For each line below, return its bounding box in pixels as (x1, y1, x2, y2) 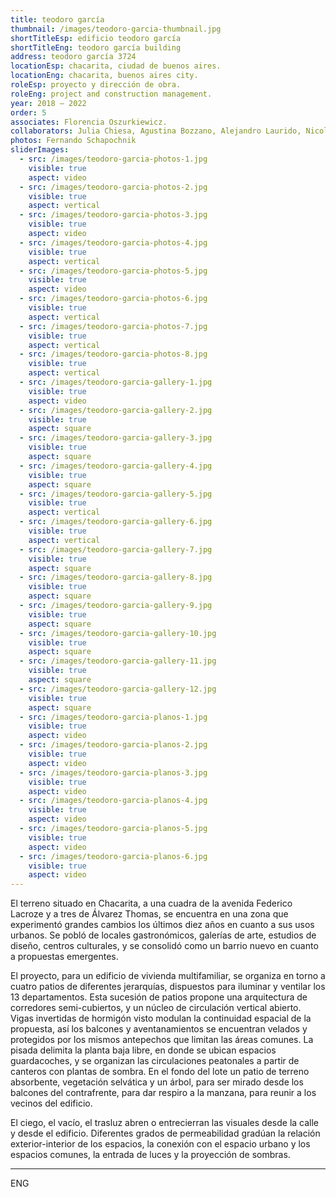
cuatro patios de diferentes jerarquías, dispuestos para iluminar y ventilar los (10, 981, 326, 993)
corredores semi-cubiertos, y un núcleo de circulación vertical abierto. (10, 1002, 302, 1014)
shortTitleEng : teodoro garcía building (10, 42, 182, 53)
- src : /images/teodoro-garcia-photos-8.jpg (19, 349, 208, 360)
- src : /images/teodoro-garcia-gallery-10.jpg (19, 628, 217, 638)
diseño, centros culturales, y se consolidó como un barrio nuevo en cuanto (10, 940, 319, 952)
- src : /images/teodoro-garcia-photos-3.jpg (19, 210, 208, 220)
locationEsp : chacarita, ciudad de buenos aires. (10, 61, 222, 71)
